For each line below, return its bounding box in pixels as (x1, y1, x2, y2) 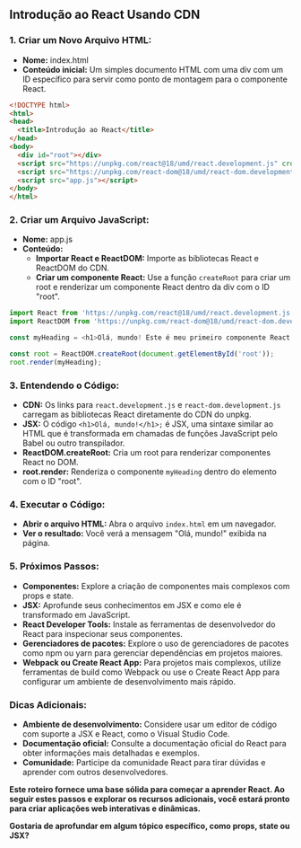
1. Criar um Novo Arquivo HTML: (9, 34, 152, 47)
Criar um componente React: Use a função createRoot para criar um (35, 272, 291, 283)
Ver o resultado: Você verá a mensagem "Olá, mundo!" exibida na (21, 528, 267, 539)
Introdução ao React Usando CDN (9, 7, 201, 22)
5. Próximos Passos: (9, 561, 100, 573)
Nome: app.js (21, 234, 73, 245)
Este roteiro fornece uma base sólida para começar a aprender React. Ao (9, 784, 285, 795)
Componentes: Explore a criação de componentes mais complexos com (21, 580, 290, 591)
